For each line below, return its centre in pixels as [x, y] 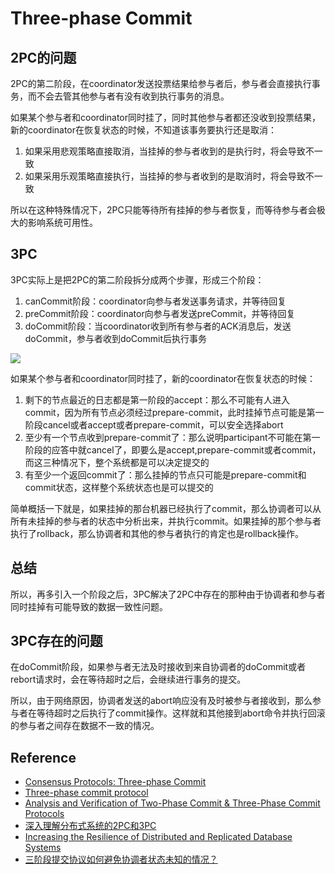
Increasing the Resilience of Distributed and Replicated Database [158, 837]
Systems [43, 848]
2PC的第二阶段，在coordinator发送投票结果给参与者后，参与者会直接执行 [161, 83]
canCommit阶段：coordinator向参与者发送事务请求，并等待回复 [155, 301]
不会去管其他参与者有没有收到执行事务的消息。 [133, 96]
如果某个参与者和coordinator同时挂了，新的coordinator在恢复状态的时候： [163, 378]
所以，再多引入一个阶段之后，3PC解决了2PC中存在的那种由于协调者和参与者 [168, 594]
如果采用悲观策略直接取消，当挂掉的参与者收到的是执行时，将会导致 [165, 151]
